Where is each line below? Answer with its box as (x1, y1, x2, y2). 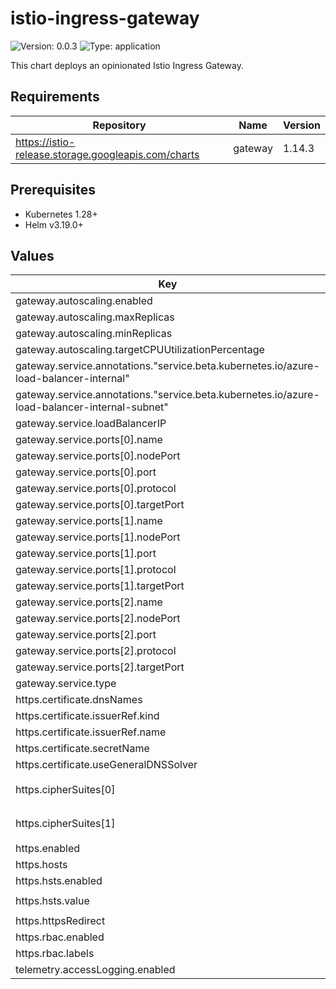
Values (10, 247, 55, 264)
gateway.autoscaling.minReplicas (15, 327, 173, 341)
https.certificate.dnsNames (15, 693, 143, 707)
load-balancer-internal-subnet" (15, 400, 169, 414)
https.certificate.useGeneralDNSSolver (15, 758, 198, 772)
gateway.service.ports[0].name (15, 433, 163, 447)
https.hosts (15, 858, 68, 872)
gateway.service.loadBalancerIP (15, 417, 167, 431)
